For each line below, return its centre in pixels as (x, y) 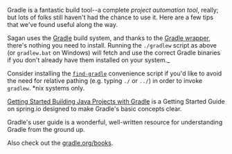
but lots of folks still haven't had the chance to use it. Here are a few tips (110, 17)
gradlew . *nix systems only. (46, 88)
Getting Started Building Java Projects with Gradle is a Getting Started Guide (116, 102)
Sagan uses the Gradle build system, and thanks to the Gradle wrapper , (109, 38)
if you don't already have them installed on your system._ (89, 60)
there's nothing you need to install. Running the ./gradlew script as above (112, 45)
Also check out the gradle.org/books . (60, 143)
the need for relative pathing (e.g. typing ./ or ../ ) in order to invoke (105, 81)
